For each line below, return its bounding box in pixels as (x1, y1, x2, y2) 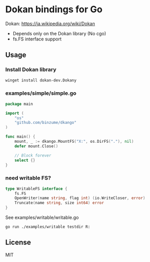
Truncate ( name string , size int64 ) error (14, 201, 104, 206)
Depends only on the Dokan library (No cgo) (12, 30, 106, 36)
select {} (14, 158, 36, 163)
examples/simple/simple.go (5, 90, 77, 97)
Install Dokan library (5, 66, 57, 73)
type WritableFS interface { (5, 186, 68, 191)
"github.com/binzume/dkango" (14, 120, 77, 125)
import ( (5, 111, 24, 116)
